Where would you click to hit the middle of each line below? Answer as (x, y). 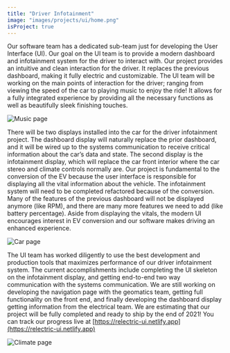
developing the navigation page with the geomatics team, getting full (105, 292)
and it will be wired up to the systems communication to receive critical (108, 147)
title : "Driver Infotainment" (51, 14)
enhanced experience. (39, 228)
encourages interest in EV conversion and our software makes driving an (111, 221)
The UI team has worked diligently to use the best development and (104, 255)
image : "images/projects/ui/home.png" (63, 20)
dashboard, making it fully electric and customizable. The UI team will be (111, 76)
